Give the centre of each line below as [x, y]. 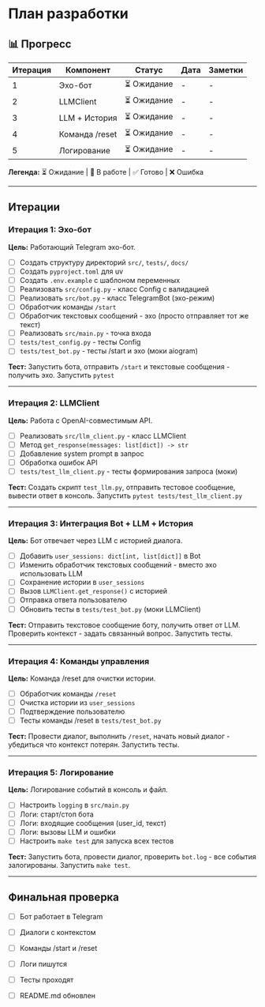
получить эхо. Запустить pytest [62, 375]
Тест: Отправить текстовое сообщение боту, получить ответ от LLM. [124, 624]
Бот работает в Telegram [61, 916]
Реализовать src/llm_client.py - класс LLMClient [103, 436]
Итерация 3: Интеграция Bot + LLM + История [101, 523]
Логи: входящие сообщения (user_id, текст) [93, 823]
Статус [149, 70]
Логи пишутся [43, 964]
